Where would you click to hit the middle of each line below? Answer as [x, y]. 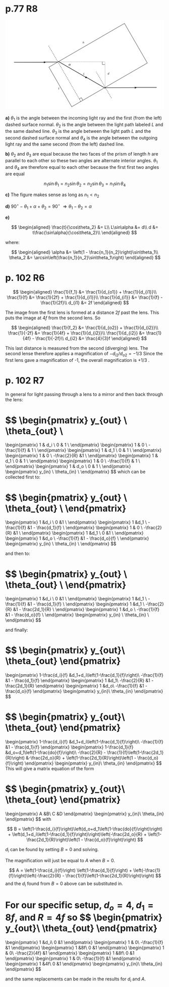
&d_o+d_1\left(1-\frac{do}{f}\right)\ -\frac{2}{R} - [55, 753]
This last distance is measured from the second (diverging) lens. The [77, 348]
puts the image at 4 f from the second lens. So [53, 318]
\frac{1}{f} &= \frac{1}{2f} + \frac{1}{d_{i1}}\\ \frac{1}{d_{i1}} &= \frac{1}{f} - [85, 297]
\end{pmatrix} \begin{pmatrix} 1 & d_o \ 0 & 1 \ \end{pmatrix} [68, 466]
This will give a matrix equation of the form [50, 769]
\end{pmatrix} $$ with [28, 819]
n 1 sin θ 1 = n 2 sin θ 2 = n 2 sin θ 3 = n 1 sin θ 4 [85, 184]
